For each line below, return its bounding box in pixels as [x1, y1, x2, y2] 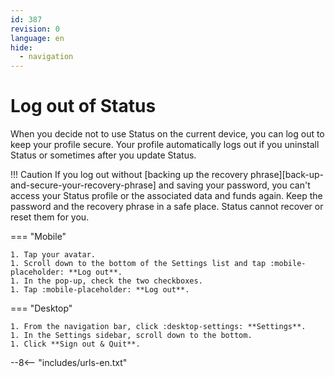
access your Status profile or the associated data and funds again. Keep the [10, 190, 323, 202]
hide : [10, 42, 33, 53]
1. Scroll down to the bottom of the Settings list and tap [10, 259, 267, 269]
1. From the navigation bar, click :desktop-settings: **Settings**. [10, 322, 307, 332]
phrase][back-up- [250, 169, 325, 181]
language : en [10, 33, 65, 43]
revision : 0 [10, 24, 60, 34]
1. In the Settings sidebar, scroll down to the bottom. [10, 331, 253, 341]
